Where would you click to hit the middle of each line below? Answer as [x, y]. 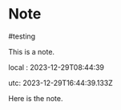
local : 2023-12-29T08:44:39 [56, 67]
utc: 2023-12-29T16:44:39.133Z [61, 83]
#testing [22, 36]
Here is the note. [36, 98]
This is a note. [31, 51]
